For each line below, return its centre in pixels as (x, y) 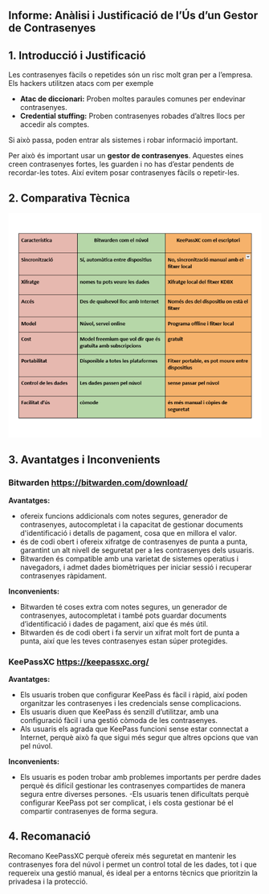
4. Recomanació (49, 837)
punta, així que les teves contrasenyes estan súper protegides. (124, 641)
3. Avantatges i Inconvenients (84, 460)
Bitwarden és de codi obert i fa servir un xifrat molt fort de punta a (130, 632)
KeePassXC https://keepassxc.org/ (79, 662)
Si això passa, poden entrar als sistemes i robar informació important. (123, 140)
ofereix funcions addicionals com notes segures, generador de (124, 516)
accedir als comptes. (55, 125)
